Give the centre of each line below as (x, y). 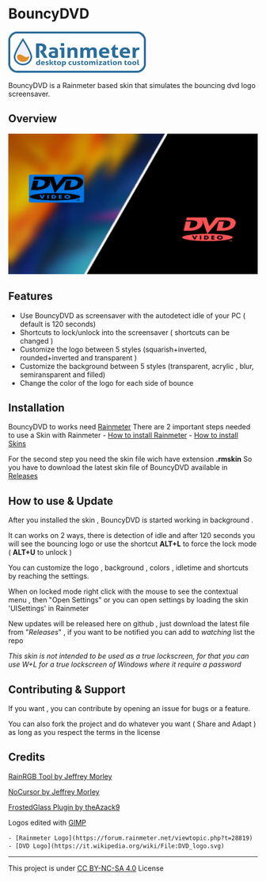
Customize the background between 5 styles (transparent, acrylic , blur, (137, 366)
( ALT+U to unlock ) (40, 552)
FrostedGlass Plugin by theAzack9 (64, 807)
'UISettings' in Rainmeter (49, 609)
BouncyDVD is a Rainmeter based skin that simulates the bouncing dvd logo (132, 85)
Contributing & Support (67, 689)
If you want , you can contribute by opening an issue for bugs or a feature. (129, 708)
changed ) (36, 340)
